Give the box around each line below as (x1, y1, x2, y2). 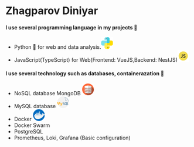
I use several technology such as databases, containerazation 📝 (5, 69, 165, 77)
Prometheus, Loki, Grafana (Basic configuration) (13, 134, 131, 141)
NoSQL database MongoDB (13, 89, 81, 96)
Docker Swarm (13, 122, 50, 129)
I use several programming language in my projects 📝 (5, 24, 138, 31)
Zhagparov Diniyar (5, 4, 98, 18)
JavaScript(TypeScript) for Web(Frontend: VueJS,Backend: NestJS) (13, 56, 178, 64)
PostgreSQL (13, 128, 43, 135)
